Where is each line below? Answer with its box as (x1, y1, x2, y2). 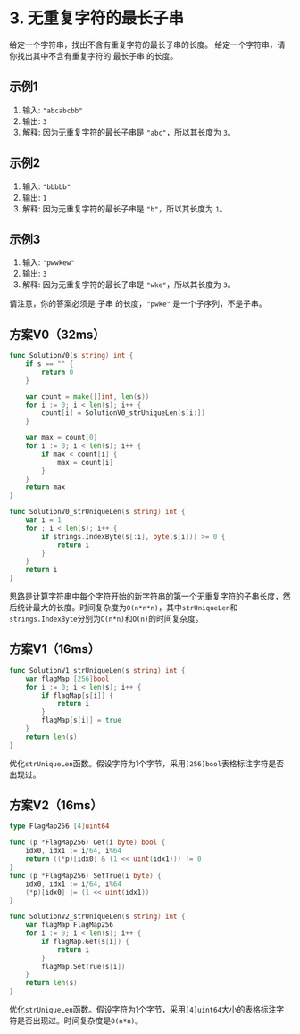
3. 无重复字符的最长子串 (9, 8, 185, 29)
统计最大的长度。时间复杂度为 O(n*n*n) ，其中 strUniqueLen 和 (16, 602, 238, 613)
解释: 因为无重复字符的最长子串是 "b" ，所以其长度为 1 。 (21, 203, 228, 214)
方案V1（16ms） (9, 641, 101, 657)
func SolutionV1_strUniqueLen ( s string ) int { (9, 666, 186, 674)
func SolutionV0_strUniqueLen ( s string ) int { (9, 508, 186, 517)
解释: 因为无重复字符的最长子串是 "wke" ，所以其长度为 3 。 (21, 279, 236, 290)
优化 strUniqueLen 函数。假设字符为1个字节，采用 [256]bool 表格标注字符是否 (9, 757, 285, 768)
